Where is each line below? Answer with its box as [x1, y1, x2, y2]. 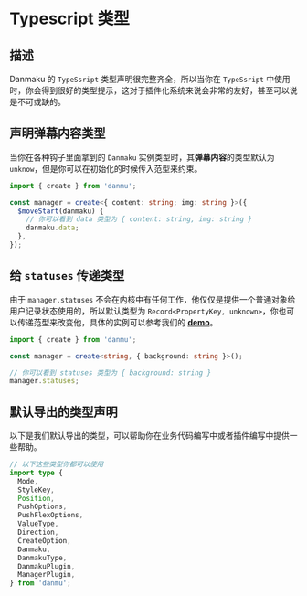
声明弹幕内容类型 [9, 125, 106, 142]
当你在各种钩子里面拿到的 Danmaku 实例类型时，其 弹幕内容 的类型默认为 [9, 152, 275, 163]
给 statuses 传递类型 [9, 268, 125, 283]
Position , [17, 494, 55, 503]
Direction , [17, 527, 59, 537]
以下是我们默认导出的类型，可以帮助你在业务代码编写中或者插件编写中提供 [9, 431, 290, 442]
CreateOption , [17, 536, 71, 545]
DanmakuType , [17, 553, 68, 562]
